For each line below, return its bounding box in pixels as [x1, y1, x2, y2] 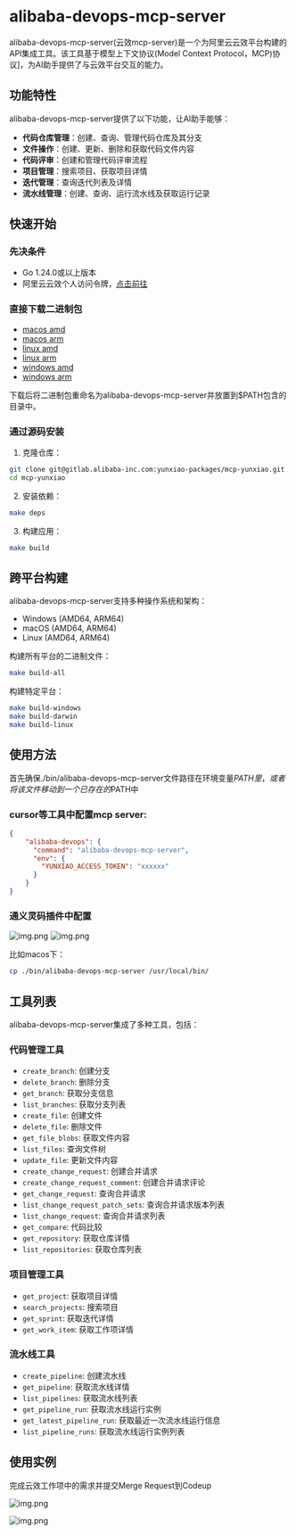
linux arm [21, 352, 57, 363]
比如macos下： [9, 949, 65, 960]
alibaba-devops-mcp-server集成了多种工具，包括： [9, 1019, 200, 1029]
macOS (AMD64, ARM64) [21, 623, 118, 634]
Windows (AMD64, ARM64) [21, 614, 125, 624]
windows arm [21, 371, 73, 382]
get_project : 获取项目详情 [21, 1291, 119, 1301]
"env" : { [32, 854, 66, 862]
